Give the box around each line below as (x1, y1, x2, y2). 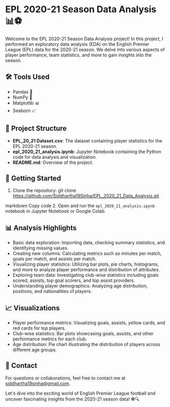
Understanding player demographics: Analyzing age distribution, (12, 283, 148, 289)
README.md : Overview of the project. (12, 159, 94, 165)
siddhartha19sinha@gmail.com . (5, 380, 71, 386)
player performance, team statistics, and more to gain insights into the (5, 52, 152, 58)
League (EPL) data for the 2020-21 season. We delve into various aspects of (5, 46, 165, 52)
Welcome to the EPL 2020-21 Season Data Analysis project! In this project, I (5, 36, 163, 42)
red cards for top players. (12, 325, 66, 331)
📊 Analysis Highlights (5, 223, 77, 232)
